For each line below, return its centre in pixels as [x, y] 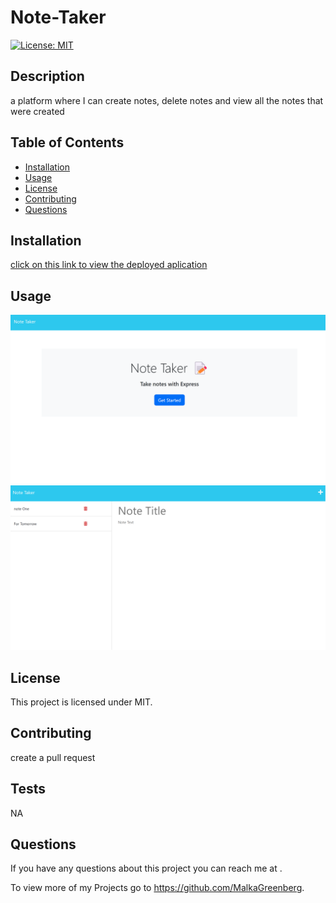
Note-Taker [58, 17]
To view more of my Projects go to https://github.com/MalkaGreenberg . [157, 888]
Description [47, 76]
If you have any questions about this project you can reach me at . [146, 868]
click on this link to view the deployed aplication [109, 265]
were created [37, 111]
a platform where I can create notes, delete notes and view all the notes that [167, 100]
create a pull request [53, 757]
